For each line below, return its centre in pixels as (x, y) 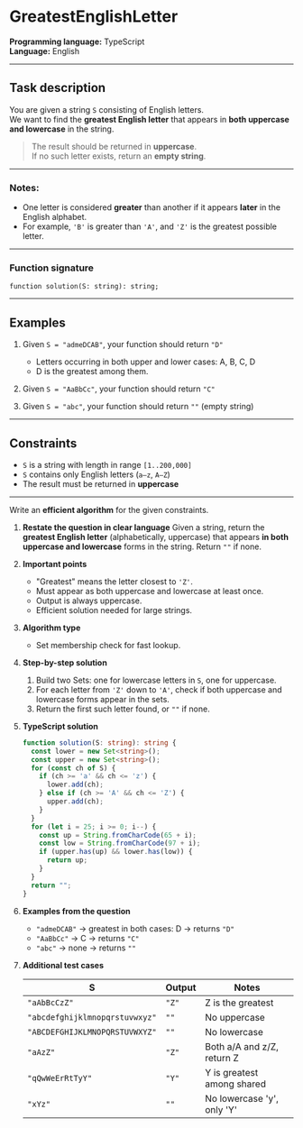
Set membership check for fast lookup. (108, 645)
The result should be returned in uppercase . (114, 146)
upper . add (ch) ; (75, 802)
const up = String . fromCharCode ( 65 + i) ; (118, 835)
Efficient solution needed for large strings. (114, 610)
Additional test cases (63, 965)
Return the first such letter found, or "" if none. (123, 709)
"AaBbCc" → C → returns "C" (87, 938)
